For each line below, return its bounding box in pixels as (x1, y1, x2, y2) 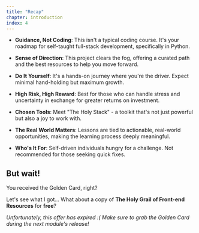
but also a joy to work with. (14, 115, 82, 122)
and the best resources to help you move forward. (14, 61, 139, 68)
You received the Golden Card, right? (6, 184, 98, 192)
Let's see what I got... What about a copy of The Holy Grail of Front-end (6, 196, 185, 203)
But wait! (6, 168, 41, 178)
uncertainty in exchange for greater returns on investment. (14, 97, 160, 104)
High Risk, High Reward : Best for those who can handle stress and (14, 91, 180, 98)
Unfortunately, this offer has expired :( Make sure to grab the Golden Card (6, 214, 190, 221)
